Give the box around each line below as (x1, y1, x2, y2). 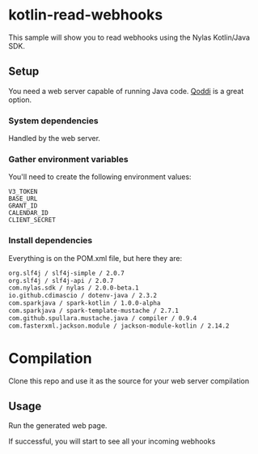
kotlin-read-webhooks (8, 6, 163, 24)
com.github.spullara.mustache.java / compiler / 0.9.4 (8, 314, 197, 322)
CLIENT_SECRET (8, 216, 57, 225)
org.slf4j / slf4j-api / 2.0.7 (8, 276, 114, 285)
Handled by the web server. (8, 134, 101, 143)
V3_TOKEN (8, 188, 38, 196)
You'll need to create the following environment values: (8, 172, 192, 182)
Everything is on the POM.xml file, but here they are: (8, 253, 183, 263)
